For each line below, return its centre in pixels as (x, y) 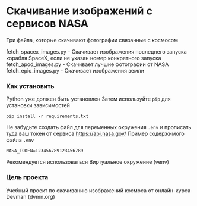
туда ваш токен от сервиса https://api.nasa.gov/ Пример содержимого (96, 134)
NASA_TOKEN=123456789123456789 (45, 151)
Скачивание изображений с (80, 11)
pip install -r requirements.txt (47, 116)
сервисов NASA (47, 24)
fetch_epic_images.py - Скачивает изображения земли (75, 70)
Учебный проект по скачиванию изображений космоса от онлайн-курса (99, 190)
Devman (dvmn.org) (31, 196)
